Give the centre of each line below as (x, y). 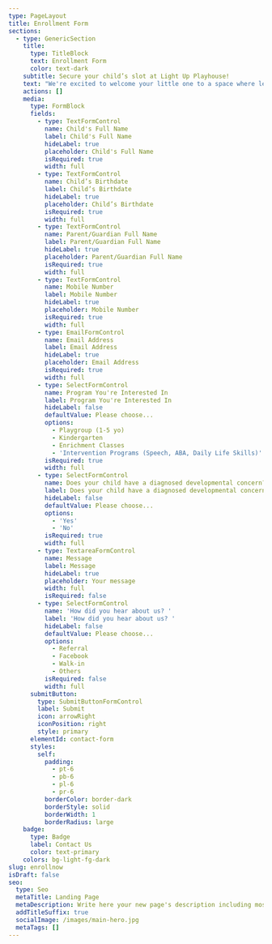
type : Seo (32, 890)
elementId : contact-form (72, 739)
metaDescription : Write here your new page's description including (134, 905)
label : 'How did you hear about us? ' (110, 618)
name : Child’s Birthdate (86, 182)
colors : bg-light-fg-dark (67, 860)
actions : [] (43, 91)
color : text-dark (59, 69)
